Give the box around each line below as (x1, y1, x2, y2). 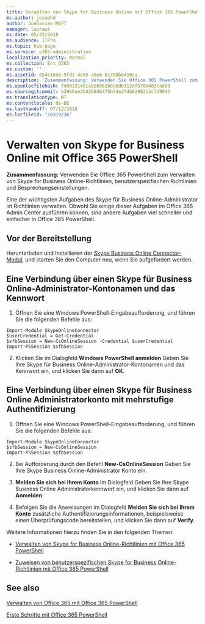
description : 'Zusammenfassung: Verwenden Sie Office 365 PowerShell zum (6, 77, 198, 83)
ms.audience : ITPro (6, 37, 56, 43)
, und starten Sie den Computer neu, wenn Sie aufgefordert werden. (22, 256, 193, 263)
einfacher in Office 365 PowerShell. (6, 216, 96, 223)
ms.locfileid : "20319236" (6, 111, 72, 118)
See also (6, 583, 40, 593)
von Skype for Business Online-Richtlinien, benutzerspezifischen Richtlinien (6, 178, 197, 185)
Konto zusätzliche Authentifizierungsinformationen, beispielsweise (15, 509, 184, 517)
